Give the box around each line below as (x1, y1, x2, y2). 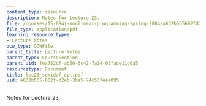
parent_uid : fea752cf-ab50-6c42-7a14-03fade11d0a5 (6, 60, 139, 66)
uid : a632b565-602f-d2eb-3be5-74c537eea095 (6, 77, 120, 83)
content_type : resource (6, 9, 67, 15)
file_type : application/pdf (6, 26, 78, 32)
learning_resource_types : (6, 32, 72, 38)
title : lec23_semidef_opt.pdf (6, 72, 84, 78)
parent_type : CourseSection (6, 55, 78, 61)
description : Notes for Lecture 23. (6, 15, 100, 21)
